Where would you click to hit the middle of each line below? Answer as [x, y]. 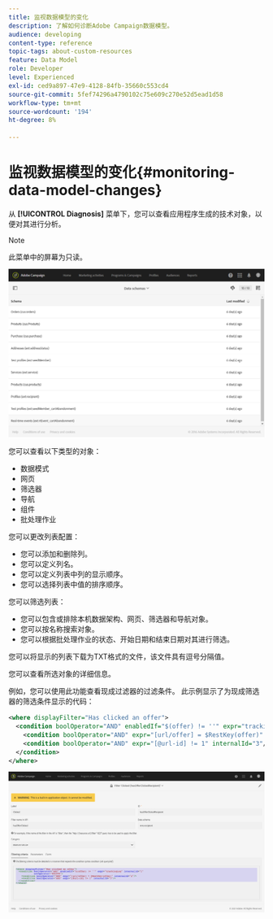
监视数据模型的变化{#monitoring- [122, 173]
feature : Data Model [43, 60]
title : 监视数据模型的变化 [49, 17]
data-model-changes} [85, 190]
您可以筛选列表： [37, 602]
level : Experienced [41, 77]
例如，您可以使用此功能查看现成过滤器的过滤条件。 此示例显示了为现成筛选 [134, 691]
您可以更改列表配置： [44, 537]
